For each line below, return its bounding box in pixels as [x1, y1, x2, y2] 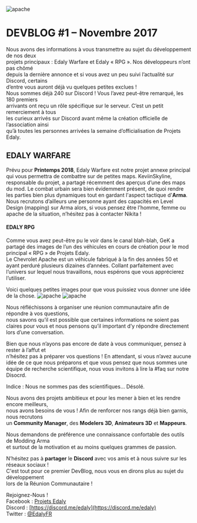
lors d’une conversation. [6, 328, 65, 336]
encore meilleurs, [6, 400, 48, 407]
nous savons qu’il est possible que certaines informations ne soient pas [6, 316, 179, 323]
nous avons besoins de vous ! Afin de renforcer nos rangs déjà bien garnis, [6, 407, 188, 414]
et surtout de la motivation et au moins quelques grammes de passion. [6, 443, 177, 450]
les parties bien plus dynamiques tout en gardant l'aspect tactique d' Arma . [6, 191, 188, 198]
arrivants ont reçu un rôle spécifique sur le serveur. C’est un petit [6, 102, 163, 109]
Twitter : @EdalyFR [6, 510, 52, 517]
